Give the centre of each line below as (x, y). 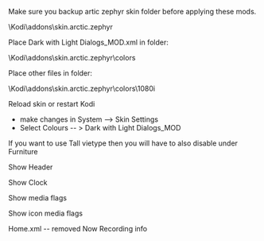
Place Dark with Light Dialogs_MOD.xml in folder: (88, 42)
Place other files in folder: (50, 73)
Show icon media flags (46, 213)
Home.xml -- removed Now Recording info (78, 229)
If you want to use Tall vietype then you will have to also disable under (123, 143)
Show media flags (38, 198)
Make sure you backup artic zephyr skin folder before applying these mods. (132, 12)
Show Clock (28, 183)
